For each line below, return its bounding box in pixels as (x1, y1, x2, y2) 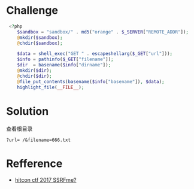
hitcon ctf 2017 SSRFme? (14, 176, 77, 184)
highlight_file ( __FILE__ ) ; (17, 84, 84, 90)
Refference (6, 157, 63, 170)
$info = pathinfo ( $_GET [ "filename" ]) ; (17, 56, 114, 63)
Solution (6, 104, 49, 118)
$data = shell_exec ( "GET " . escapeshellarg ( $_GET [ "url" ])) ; (17, 51, 173, 57)
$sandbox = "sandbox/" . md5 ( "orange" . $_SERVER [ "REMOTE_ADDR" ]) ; (17, 29, 189, 35)
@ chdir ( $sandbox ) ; (17, 40, 63, 46)
